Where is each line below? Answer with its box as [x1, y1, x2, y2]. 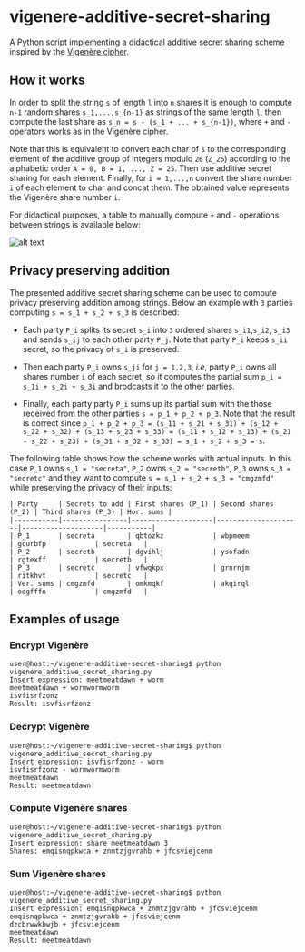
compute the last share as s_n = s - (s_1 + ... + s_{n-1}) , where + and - [9, 116, 291, 127]
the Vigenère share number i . [9, 191, 121, 202]
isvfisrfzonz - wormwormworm [9, 765, 120, 775]
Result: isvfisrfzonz [9, 699, 92, 709]
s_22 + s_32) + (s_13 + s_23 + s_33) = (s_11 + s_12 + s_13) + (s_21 [22, 427, 292, 436]
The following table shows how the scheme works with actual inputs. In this [9, 452, 292, 463]
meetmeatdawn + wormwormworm [9, 684, 120, 693]
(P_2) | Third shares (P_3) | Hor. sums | [9, 507, 172, 516]
